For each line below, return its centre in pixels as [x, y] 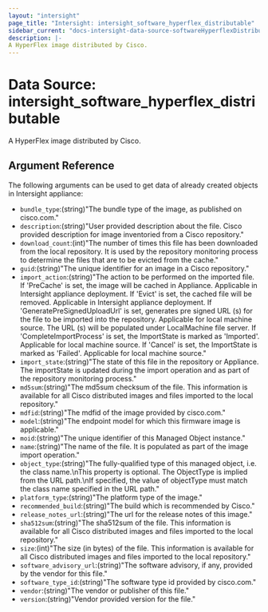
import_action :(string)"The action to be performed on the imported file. [137, 277]
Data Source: [52, 85]
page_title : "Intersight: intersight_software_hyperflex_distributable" [132, 23]
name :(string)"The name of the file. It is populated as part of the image [134, 446]
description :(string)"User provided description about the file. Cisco [131, 226]
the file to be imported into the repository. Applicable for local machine [136, 319]
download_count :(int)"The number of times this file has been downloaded [139, 243]
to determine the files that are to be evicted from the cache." [119, 259]
